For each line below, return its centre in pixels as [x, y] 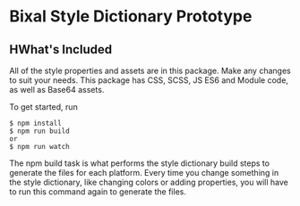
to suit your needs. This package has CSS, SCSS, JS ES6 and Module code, [149, 80]
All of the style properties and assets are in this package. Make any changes [150, 70]
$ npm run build [39, 131]
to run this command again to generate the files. [98, 192]
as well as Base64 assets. [57, 90]
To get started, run [43, 107]
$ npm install [36, 123]
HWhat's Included [61, 49]
